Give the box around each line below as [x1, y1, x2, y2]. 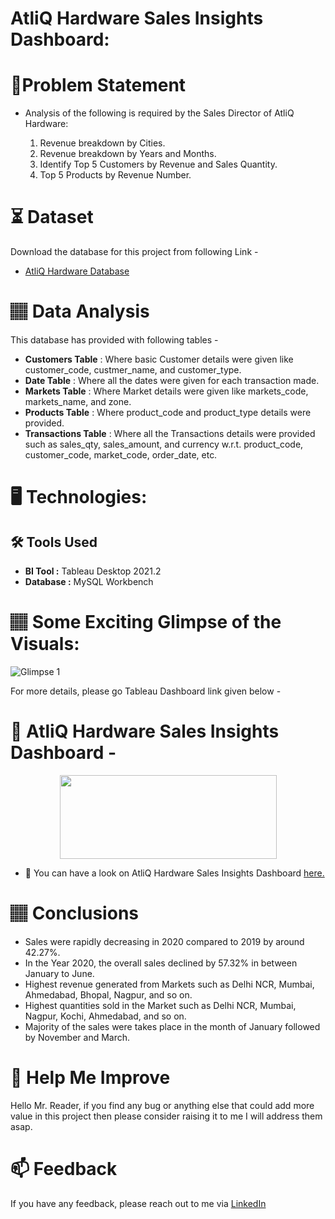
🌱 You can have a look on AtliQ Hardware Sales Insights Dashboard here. [24, 867, 325, 879]
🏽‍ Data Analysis [10, 300, 150, 323]
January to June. [24, 967, 95, 979]
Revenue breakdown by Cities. [39, 137, 166, 149]
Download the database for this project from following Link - [10, 246, 259, 258]
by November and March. [24, 1031, 131, 1043]
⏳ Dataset [10, 206, 94, 229]
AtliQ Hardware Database [24, 265, 130, 277]
